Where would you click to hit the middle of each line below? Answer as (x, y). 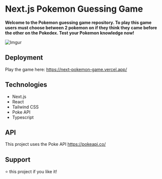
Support (18, 159)
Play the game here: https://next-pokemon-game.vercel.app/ (66, 69)
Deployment (24, 58)
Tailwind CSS (25, 107)
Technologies (26, 85)
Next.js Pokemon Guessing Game (74, 9)
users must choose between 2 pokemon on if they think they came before (81, 27)
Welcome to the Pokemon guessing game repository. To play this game (78, 22)
